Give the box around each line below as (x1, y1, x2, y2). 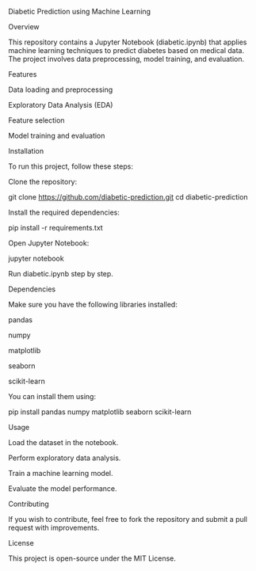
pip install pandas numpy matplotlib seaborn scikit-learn (8, 407, 192, 417)
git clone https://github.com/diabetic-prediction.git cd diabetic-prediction (8, 192, 248, 201)
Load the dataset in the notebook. (8, 438, 119, 447)
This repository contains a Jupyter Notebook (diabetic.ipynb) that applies (8, 37, 247, 47)
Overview (8, 22, 40, 31)
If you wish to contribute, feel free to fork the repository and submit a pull (8, 515, 248, 523)
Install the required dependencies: (8, 207, 120, 217)
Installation (8, 147, 44, 155)
